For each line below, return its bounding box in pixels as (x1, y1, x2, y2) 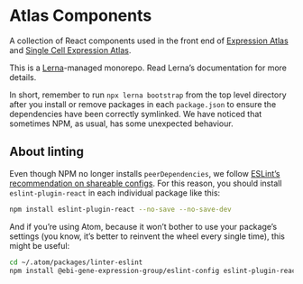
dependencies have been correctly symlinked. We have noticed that (9, 108, 262, 119)
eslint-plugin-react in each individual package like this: (9, 187, 221, 198)
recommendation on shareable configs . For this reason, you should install (9, 178, 282, 188)
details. (9, 71, 37, 82)
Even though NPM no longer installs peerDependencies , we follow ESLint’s (9, 168, 280, 179)
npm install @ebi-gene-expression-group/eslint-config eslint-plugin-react (9, 266, 300, 275)
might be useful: (9, 240, 70, 251)
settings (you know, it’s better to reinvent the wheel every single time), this (9, 231, 286, 242)
